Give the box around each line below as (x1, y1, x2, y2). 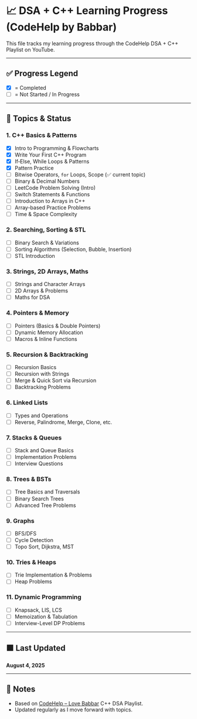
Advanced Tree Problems (14, 502, 76, 509)
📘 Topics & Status (6, 114, 72, 124)
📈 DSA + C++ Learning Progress (6, 4, 168, 18)
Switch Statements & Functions (14, 191, 90, 197)
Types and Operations (14, 412, 69, 419)
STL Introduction (14, 252, 56, 259)
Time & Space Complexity (14, 211, 77, 218)
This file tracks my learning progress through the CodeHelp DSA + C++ (6, 40, 179, 47)
